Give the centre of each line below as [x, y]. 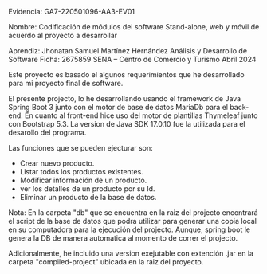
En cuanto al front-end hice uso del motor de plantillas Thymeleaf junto [141, 115]
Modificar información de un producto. [83, 180]
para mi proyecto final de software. [66, 83]
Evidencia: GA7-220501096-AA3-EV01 [72, 12]
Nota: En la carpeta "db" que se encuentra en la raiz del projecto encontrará [133, 213]
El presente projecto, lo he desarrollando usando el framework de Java [125, 98]
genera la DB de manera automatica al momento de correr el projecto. [123, 238]
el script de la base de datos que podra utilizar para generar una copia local [133, 221]
